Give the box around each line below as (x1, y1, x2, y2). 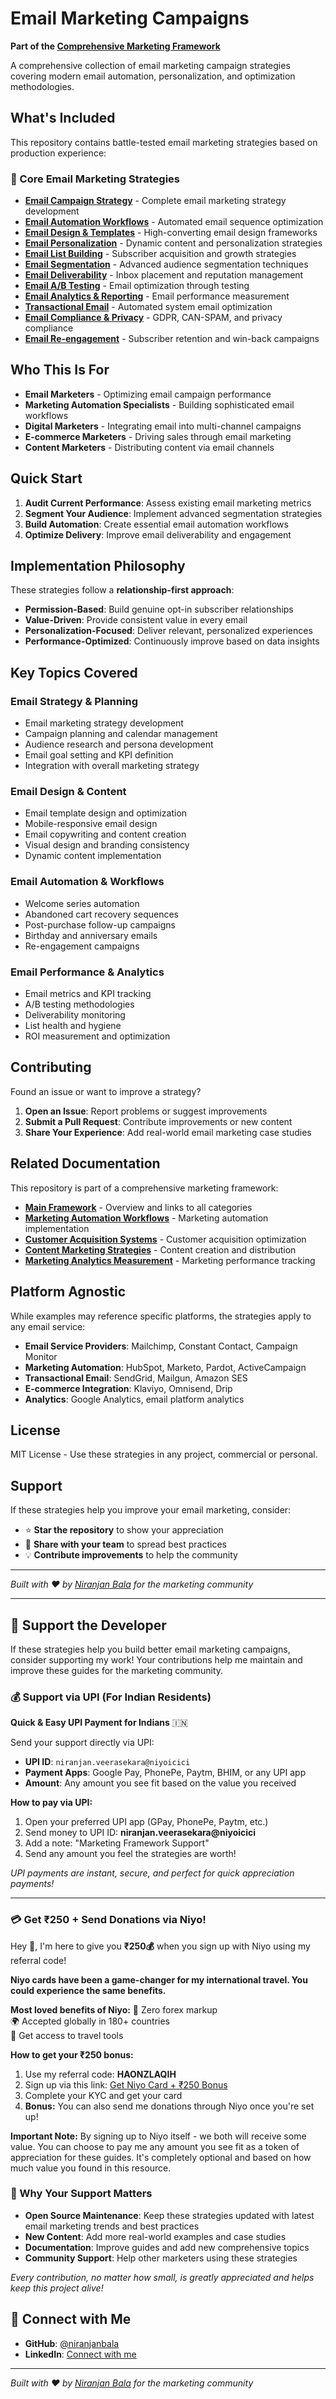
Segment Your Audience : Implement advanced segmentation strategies (24, 507, 323, 519)
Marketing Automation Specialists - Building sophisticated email (24, 398, 295, 411)
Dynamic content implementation (24, 850, 162, 862)
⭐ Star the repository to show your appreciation (24, 1524, 224, 1536)
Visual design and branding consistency (24, 839, 190, 851)
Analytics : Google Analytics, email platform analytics (24, 1393, 245, 1405)
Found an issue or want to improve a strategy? (10, 1085, 202, 1097)
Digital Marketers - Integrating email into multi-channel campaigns (24, 420, 302, 432)
